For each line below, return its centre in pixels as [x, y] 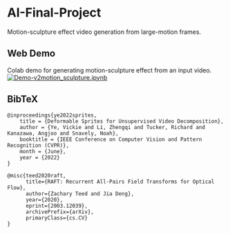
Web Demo [31, 53]
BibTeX [22, 99]
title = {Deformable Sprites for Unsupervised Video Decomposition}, [122, 121]
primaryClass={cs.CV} [57, 218]
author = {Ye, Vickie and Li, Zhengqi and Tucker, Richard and [113, 127]
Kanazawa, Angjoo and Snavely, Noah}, [63, 133]
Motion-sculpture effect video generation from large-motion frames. [104, 32]
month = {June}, [43, 151]
